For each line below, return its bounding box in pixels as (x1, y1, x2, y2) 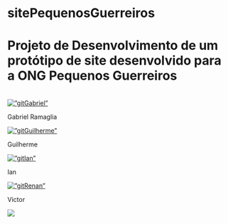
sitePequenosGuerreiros (7, 5, 155, 21)
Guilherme (7, 140, 38, 149)
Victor (7, 196, 26, 204)
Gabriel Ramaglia (7, 112, 58, 122)
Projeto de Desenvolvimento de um (7, 38, 219, 54)
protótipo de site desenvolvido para (7, 53, 222, 69)
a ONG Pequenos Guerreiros (7, 68, 178, 84)
